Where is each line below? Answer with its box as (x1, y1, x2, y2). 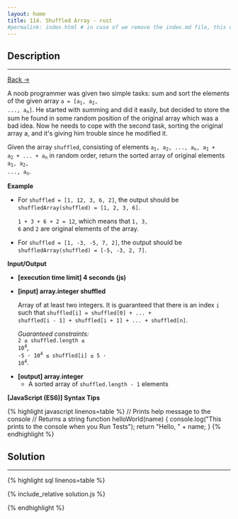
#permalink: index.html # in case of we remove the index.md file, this (7, 23, 227, 31)
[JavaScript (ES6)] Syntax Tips (7, 393, 101, 402)
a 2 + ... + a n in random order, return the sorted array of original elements (7, 151, 225, 160)
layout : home (7, 10, 46, 18)
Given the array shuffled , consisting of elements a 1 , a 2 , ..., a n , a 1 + (7, 143, 216, 153)
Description (7, 50, 60, 62)
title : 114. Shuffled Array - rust (7, 17, 113, 24)
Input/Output (7, 260, 47, 268)
